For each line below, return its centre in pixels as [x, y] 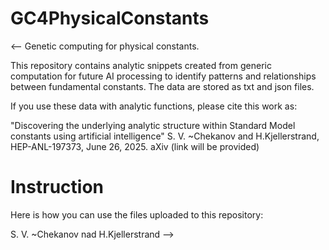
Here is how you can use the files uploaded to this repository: [137, 214]
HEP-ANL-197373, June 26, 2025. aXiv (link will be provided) [135, 146]
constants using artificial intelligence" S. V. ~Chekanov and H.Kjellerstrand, [165, 136]
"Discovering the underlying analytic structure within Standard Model [153, 125]
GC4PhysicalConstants [110, 18]
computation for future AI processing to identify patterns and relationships [163, 76]
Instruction [57, 187]
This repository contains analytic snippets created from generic [141, 65]
